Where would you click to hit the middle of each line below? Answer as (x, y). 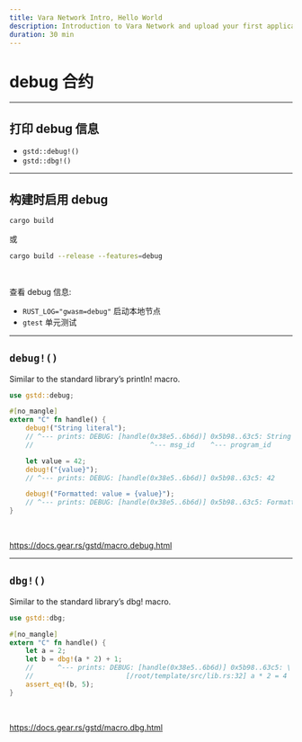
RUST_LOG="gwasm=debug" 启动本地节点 (92, 310)
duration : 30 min (42, 34)
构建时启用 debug (59, 199)
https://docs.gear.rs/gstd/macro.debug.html (91, 545)
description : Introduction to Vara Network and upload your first (136, 26)
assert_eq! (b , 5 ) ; (60, 684)
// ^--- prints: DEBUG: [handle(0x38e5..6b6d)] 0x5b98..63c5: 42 (151, 478)
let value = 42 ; (56, 461)
